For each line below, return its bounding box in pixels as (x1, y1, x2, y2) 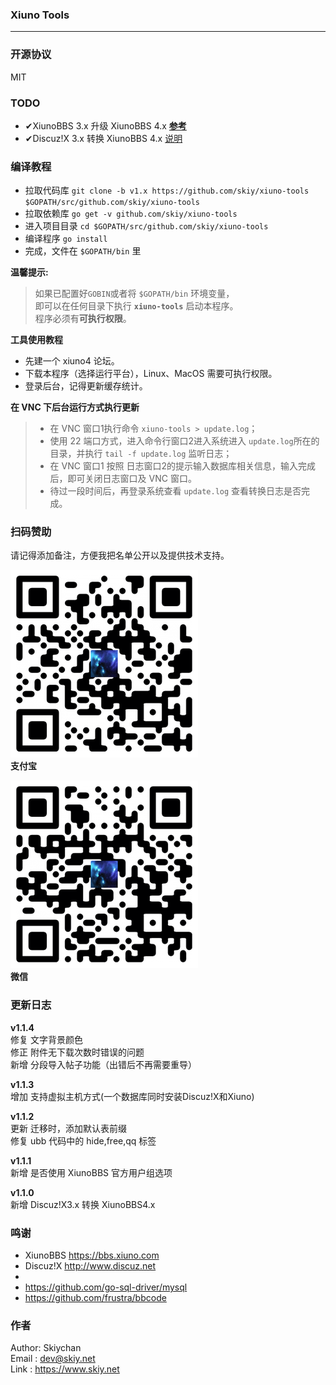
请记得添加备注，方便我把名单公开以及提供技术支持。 (10, 549, 230, 562)
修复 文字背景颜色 (10, 1033, 83, 1045)
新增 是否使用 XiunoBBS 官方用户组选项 (10, 1166, 173, 1178)
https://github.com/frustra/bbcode (24, 1292, 167, 1304)
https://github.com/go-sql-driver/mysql (24, 1281, 188, 1293)
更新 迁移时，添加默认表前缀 (10, 1122, 127, 1134)
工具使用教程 (10, 334, 63, 346)
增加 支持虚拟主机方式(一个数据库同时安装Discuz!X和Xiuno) (10, 1090, 255, 1102)
